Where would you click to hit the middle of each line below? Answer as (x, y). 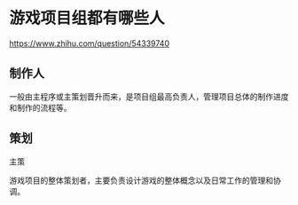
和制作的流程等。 (40, 107)
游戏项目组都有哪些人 (87, 18)
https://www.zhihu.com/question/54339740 (90, 43)
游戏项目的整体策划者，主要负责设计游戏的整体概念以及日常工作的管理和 (141, 180)
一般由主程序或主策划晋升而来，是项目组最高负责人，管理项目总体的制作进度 (149, 96)
